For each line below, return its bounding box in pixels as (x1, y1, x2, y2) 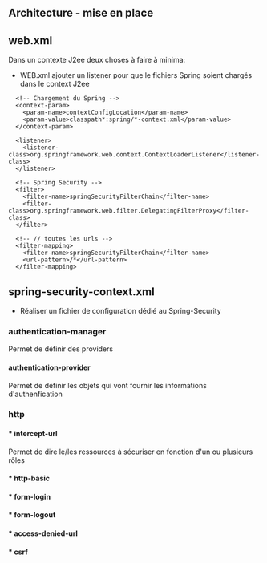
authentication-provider (8, 363, 91, 372)
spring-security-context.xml (8, 285, 155, 298)
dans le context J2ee (19, 79, 90, 89)
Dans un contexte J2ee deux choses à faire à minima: (8, 55, 186, 65)
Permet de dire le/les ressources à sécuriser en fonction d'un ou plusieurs (8, 447, 253, 456)
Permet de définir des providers (8, 344, 114, 354)
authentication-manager (8, 326, 107, 337)
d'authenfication (8, 389, 63, 399)
